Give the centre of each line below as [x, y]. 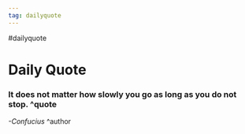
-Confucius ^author [40, 121]
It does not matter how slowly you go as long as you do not [122, 94]
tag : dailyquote [35, 15]
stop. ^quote [33, 104]
